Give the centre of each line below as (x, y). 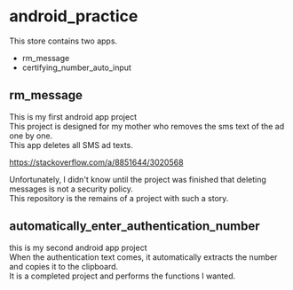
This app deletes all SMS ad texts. (71, 145)
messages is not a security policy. (71, 189)
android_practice (74, 16)
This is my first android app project (73, 116)
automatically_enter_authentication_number (135, 227)
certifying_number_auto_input (76, 67)
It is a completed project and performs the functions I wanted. (123, 276)
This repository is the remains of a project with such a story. (119, 198)
